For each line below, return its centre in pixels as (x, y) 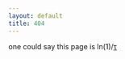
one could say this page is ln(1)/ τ (62, 46)
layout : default (35, 16)
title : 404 (27, 23)
